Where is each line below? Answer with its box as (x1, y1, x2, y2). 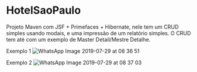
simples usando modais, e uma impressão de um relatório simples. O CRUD (6, 29, 192, 36)
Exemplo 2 (6, 59, 33, 66)
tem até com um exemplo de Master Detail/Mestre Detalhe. (6, 36, 151, 43)
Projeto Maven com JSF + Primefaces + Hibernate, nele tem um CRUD (6, 23, 179, 30)
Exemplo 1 (6, 47, 32, 54)
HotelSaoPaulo (6, 4, 82, 17)
